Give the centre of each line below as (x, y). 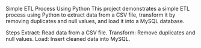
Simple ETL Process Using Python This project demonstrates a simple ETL (98, 9)
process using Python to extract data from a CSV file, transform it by (91, 15)
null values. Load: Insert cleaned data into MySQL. (68, 39)
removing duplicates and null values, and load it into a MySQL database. (95, 21)
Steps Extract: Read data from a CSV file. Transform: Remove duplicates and (100, 33)
